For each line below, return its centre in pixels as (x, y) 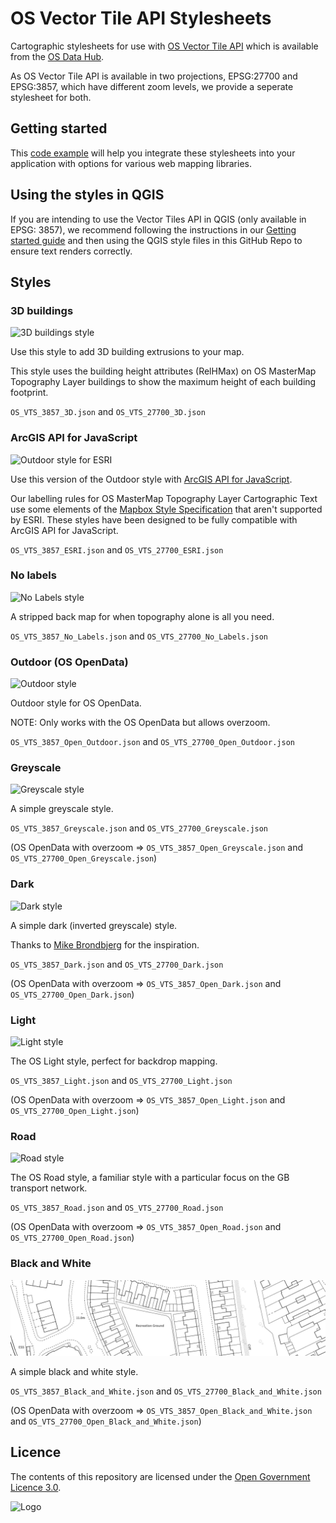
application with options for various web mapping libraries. (131, 163)
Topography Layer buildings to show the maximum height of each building (163, 382)
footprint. (29, 393)
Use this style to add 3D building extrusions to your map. (127, 352)
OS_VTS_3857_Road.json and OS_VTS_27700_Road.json (117, 1208)
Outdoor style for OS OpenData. (76, 703)
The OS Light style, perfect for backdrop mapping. (114, 1061)
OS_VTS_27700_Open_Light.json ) (75, 1111)
